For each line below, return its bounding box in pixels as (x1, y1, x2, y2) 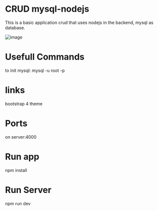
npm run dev (5, 200, 31, 206)
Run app (5, 151, 40, 162)
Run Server (5, 184, 52, 195)
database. (5, 24, 25, 30)
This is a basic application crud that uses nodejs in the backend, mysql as (5, 20, 154, 25)
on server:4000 (5, 134, 37, 140)
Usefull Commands (5, 51, 85, 63)
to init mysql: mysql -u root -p (5, 67, 65, 73)
